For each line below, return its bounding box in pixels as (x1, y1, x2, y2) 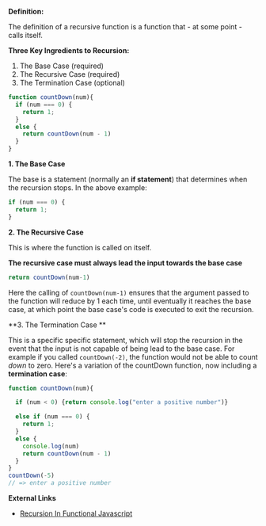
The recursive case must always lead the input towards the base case (8, 257, 243, 268)
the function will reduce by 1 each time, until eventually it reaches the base (8, 296, 252, 306)
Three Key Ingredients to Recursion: (8, 46, 130, 55)
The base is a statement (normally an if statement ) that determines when (8, 174, 248, 184)
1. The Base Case (8, 159, 66, 169)
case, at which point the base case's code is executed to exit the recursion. (8, 304, 255, 314)
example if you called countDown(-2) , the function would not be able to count (8, 352, 259, 361)
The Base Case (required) (19, 61, 104, 71)
